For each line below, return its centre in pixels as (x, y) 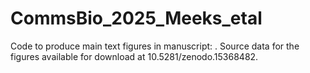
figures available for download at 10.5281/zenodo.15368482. (134, 56)
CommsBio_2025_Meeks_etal (136, 18)
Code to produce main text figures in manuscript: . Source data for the (155, 46)
